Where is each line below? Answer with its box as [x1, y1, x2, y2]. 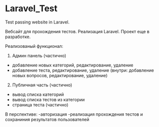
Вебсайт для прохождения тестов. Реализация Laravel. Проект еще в [5, 28, 150, 34]
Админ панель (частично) [12, 52, 67, 59]
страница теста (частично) [12, 102, 68, 107]
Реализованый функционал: [5, 43, 64, 49]
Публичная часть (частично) [12, 82, 72, 88]
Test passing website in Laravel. [5, 19, 70, 25]
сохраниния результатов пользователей [5, 116, 90, 122]
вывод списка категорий [12, 91, 65, 97]
